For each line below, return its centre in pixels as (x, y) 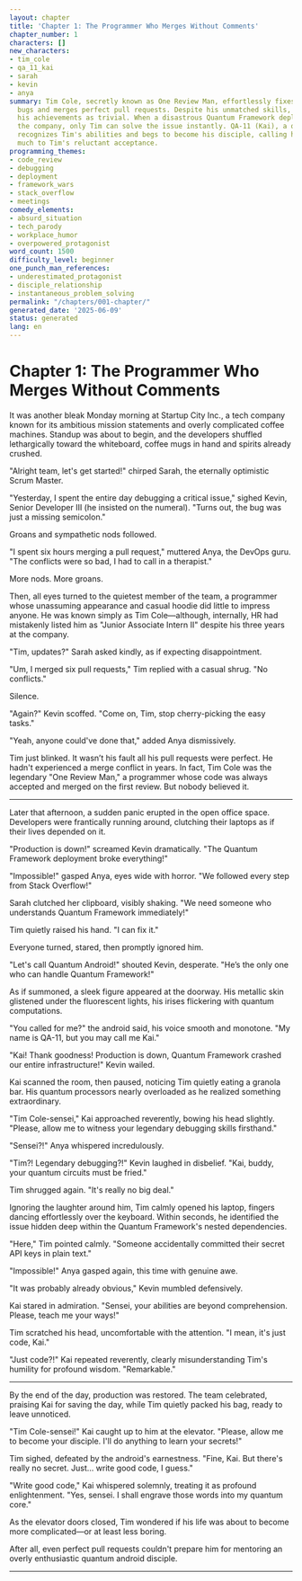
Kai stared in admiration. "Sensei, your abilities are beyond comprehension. (148, 1305)
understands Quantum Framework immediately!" (99, 912)
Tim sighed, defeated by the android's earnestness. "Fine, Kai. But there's (146, 1458)
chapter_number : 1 (44, 34)
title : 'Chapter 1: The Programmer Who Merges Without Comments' (134, 26)
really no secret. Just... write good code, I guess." (101, 1468)
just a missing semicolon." (58, 517)
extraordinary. (35, 1101)
